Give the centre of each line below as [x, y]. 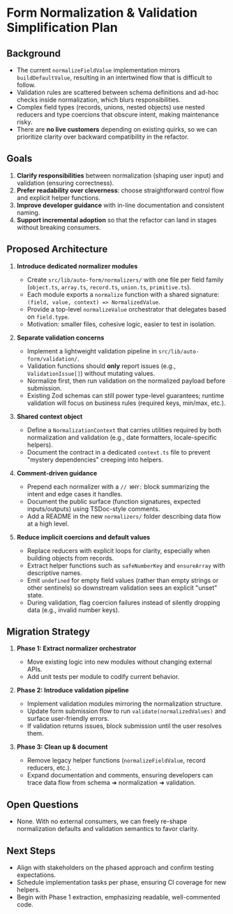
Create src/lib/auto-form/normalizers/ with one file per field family [125, 280]
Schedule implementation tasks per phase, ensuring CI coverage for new [121, 883]
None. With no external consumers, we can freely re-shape [102, 821]
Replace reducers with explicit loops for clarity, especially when [119, 550]
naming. [28, 212]
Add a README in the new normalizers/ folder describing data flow [124, 516]
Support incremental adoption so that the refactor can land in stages [116, 220]
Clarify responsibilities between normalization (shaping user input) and [120, 175]
